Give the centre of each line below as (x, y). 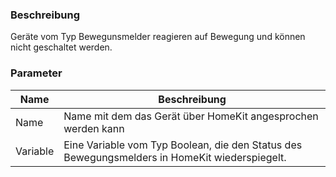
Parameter (36, 73)
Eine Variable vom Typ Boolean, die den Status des (183, 145)
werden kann (94, 128)
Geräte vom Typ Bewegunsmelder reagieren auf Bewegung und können (158, 37)
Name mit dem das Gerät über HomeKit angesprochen (191, 116)
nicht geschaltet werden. (61, 47)
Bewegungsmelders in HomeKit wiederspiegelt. (175, 157)
